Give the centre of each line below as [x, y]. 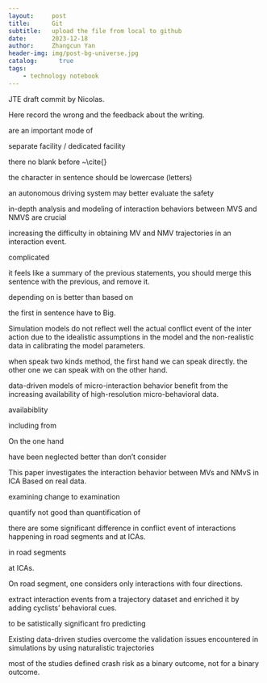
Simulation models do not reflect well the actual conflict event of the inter [130, 328]
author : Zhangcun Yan [52, 46]
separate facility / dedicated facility [67, 145]
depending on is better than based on [71, 297]
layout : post [38, 16]
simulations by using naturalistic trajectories [81, 647]
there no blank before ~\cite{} [58, 162]
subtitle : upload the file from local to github [95, 31]
